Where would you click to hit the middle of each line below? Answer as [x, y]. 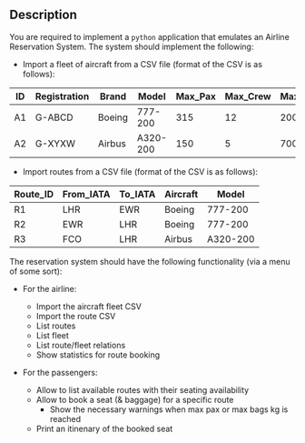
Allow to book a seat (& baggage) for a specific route [135, 399]
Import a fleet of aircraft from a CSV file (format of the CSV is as [143, 64]
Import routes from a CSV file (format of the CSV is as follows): [140, 171]
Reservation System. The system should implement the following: [132, 46]
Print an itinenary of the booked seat [104, 428]
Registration [62, 96]
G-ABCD [54, 117]
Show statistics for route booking [98, 355]
